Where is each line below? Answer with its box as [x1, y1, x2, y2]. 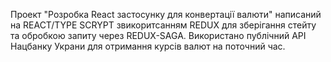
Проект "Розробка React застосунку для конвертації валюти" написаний [10, 9, 322, 20]
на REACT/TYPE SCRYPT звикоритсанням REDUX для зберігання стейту [10, 19, 317, 31]
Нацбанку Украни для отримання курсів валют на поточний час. [10, 40, 286, 52]
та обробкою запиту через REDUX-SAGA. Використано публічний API [10, 30, 307, 41]
